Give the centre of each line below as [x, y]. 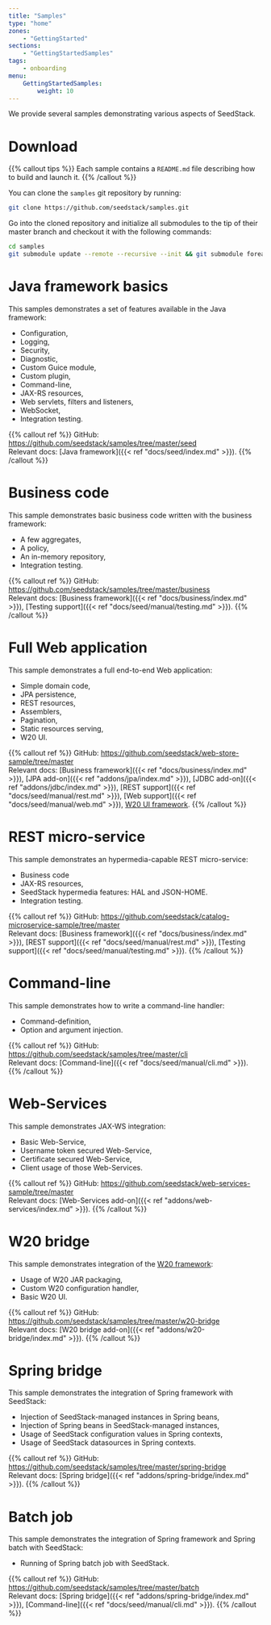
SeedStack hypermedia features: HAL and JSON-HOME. [114, 892]
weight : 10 [56, 91]
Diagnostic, [39, 358]
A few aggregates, [51, 539]
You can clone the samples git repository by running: [95, 193]
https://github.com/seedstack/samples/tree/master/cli [98, 1053]
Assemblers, [41, 711]
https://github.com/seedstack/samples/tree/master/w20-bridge [114, 1321]
